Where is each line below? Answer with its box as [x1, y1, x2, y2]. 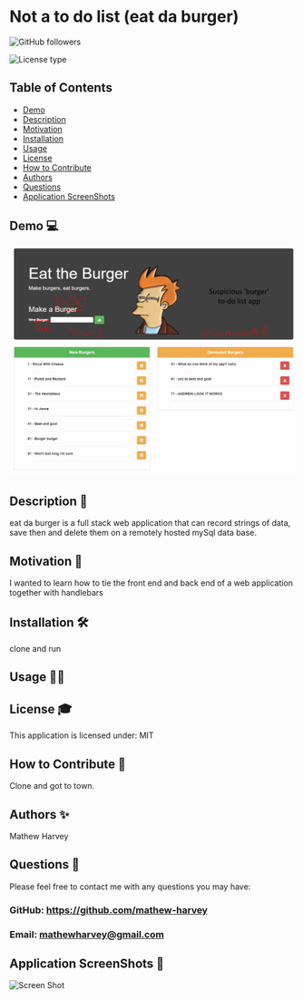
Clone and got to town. [9, 781, 95, 791]
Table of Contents [9, 80, 113, 96]
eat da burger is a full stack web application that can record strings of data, [9, 518, 291, 529]
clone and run [9, 644, 62, 655]
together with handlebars [9, 587, 104, 598]
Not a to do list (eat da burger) [9, 6, 239, 27]
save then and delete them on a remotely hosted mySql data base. [9, 528, 257, 538]
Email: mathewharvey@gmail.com [9, 927, 165, 940]
